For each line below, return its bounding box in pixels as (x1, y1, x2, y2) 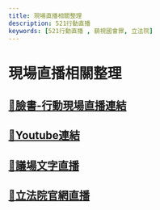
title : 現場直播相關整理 (8, 11, 82, 20)
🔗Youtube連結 (8, 128, 81, 142)
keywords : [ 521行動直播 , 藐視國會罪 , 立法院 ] (8, 27, 154, 35)
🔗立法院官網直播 (8, 189, 91, 203)
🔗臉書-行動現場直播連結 (8, 99, 127, 112)
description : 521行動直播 (8, 19, 91, 27)
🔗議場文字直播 (8, 158, 79, 172)
